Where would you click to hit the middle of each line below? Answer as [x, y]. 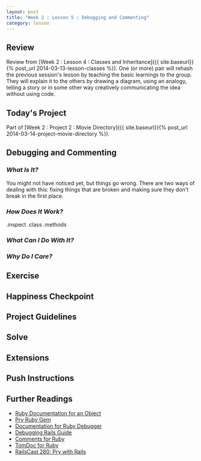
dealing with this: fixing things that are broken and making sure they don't [97, 189]
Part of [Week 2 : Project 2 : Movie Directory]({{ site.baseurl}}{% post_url [97, 127]
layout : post [23, 12]
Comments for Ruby [40, 439]
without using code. [31, 94]
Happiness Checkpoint [50, 296]
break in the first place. [35, 196]
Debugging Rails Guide [43, 432]
